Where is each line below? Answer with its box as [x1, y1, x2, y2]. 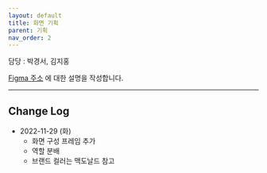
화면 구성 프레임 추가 [31, 136, 96, 146]
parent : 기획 [8, 26, 48, 34]
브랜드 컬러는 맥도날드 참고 [31, 156, 115, 166]
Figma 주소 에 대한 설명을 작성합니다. [8, 73, 124, 83]
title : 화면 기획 [8, 19, 60, 27]
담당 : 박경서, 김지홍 [8, 56, 70, 66]
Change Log [8, 104, 70, 117]
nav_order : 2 [8, 33, 52, 42]
